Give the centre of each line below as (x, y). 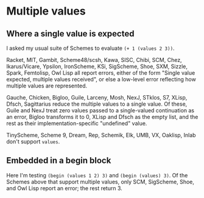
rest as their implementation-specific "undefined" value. (77, 123)
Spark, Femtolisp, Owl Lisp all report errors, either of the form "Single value (101, 73)
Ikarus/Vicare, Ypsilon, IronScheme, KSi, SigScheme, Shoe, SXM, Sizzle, (97, 66)
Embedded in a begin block (59, 161)
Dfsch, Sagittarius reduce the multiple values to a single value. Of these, (97, 104)
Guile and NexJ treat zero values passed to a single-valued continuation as (100, 110)
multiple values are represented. (47, 86)
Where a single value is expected (70, 34)
